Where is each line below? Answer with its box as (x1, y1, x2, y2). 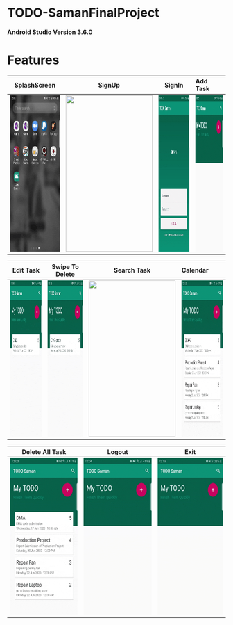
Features (7, 52, 60, 68)
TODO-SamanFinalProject (7, 5, 159, 21)
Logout (107, 447, 128, 456)
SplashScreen (14, 81, 56, 89)
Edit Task (12, 266, 40, 275)
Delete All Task (21, 447, 67, 456)
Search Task (114, 266, 151, 275)
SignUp (98, 81, 120, 89)
